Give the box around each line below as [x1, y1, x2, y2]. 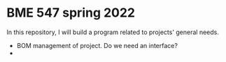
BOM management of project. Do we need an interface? [16, 41, 178, 49]
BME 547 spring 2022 [6, 5, 136, 21]
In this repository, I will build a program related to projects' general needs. [6, 28, 220, 36]
